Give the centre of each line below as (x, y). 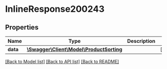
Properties (22, 27)
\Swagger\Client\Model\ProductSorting (75, 49)
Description (141, 41)
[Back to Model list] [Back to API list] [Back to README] (62, 62)
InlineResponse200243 (55, 9)
